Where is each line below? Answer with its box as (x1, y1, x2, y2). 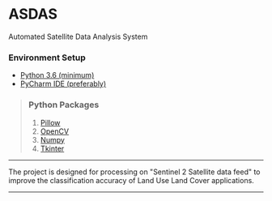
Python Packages (28, 99, 100, 110)
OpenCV (40, 126, 70, 136)
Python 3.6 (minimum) (19, 71, 95, 80)
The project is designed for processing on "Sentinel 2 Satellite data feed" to (8, 167, 261, 177)
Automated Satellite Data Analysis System (8, 32, 148, 41)
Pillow (40, 118, 61, 127)
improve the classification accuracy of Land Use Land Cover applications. (8, 175, 255, 185)
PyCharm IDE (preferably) (19, 79, 107, 89)
